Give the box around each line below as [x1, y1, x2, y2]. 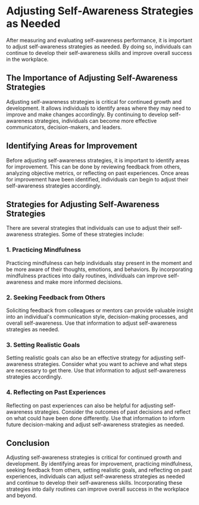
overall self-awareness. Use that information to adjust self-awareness [6, 319, 178, 327]
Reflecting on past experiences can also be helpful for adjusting [6, 402, 163, 409]
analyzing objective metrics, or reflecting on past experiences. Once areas [6, 169, 189, 177]
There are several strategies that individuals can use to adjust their [6, 224, 170, 232]
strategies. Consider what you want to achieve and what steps [34, 361, 188, 368]
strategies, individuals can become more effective [34, 117, 157, 124]
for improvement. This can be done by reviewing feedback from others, [6, 163, 182, 170]
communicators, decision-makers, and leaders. [6, 124, 122, 131]
